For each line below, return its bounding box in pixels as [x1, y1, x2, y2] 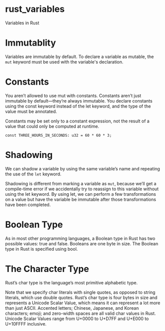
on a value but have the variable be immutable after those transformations [5, 196, 156, 202]
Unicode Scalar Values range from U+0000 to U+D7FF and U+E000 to [5, 316, 149, 322]
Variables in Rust [5, 20, 40, 26]
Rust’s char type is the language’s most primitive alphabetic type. [5, 279, 138, 285]
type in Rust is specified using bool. [5, 246, 78, 252]
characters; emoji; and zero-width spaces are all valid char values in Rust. [5, 310, 156, 316]
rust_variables [5, 3, 65, 15]
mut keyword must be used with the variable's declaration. [5, 58, 124, 65]
